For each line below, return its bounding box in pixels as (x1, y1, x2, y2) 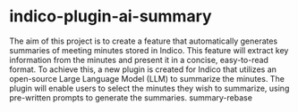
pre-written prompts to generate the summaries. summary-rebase (9, 92, 253, 103)
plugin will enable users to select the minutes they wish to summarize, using (9, 83, 290, 93)
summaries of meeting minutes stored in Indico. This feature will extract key (9, 44, 289, 55)
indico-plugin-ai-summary (9, 6, 212, 27)
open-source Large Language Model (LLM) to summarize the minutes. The (9, 73, 285, 84)
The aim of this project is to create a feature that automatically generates (9, 36, 278, 46)
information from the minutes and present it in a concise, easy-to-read (9, 54, 268, 65)
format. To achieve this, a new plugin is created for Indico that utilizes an (9, 64, 277, 75)
